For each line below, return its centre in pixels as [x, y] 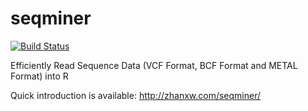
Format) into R [39, 76]
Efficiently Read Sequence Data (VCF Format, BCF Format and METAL [154, 65]
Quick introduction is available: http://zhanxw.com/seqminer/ [136, 95]
